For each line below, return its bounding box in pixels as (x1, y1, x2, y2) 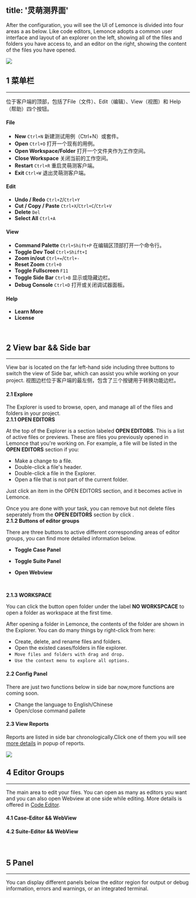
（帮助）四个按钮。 (6, 105, 52, 112)
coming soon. (6, 690, 39, 697)
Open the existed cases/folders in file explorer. (14, 645, 127, 652)
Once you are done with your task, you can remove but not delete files (6, 505, 175, 512)
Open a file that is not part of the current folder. (14, 476, 128, 483)
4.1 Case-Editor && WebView (6, 814, 77, 821)
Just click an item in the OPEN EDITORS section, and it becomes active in (6, 488, 183, 495)
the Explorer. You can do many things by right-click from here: (6, 627, 156, 634)
